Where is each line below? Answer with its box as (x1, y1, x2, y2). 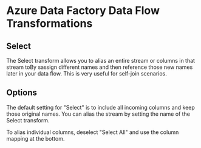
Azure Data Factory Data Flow (6, 4, 160, 18)
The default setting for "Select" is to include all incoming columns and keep (6, 104, 196, 111)
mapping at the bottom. (6, 135, 65, 142)
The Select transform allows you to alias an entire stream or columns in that (6, 57, 196, 64)
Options (6, 88, 38, 98)
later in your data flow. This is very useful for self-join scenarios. (6, 70, 167, 77)
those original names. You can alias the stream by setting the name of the (6, 110, 190, 118)
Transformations (6, 16, 93, 30)
